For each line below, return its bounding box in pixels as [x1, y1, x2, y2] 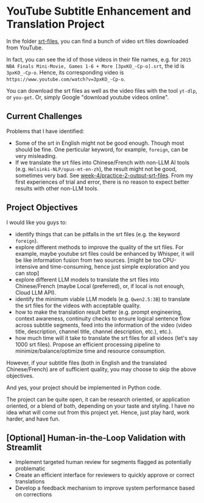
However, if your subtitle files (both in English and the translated [6, 359, 167, 366]
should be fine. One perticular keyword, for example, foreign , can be [15, 145, 189, 153]
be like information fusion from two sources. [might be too [15, 256, 161, 264]
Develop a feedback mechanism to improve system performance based [15, 484, 195, 492]
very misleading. [15, 152, 57, 159]
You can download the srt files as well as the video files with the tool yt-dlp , [6, 87, 198, 94]
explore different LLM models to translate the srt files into [15, 276, 160, 283]
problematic [15, 465, 46, 472]
